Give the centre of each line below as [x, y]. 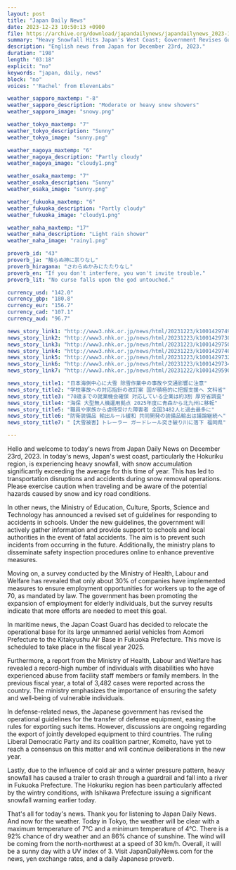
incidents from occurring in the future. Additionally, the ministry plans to [111, 545]
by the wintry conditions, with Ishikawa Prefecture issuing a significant [109, 793]
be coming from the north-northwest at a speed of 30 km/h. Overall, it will [114, 844]
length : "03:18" [31, 60]
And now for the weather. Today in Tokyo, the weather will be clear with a [113, 821]
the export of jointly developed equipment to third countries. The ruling [110, 734]
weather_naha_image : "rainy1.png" [58, 241]
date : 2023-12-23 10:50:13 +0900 [56, 27]
